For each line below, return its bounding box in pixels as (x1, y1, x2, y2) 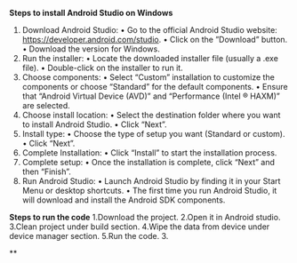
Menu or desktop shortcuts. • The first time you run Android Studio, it (21, 186, 277, 195)
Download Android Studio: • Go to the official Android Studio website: (21, 25, 277, 35)
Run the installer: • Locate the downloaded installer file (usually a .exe (21, 53, 278, 63)
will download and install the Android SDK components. (21, 195, 226, 205)
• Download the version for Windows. (21, 44, 160, 54)
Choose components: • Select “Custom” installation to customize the (21, 72, 276, 83)
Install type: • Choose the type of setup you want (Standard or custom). (21, 129, 285, 139)
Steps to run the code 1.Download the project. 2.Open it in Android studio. (9, 212, 281, 222)
